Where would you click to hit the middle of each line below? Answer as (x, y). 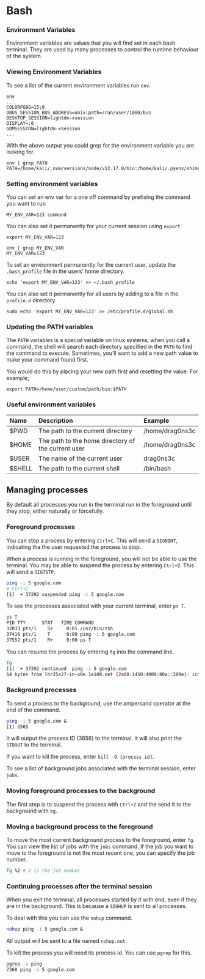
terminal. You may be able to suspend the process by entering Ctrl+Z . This (100, 565)
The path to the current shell (79, 468)
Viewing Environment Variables (54, 72)
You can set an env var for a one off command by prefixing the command (98, 197)
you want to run (26, 204)
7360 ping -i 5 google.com (41, 970)
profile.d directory (31, 300)
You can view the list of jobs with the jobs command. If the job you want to (100, 847)
